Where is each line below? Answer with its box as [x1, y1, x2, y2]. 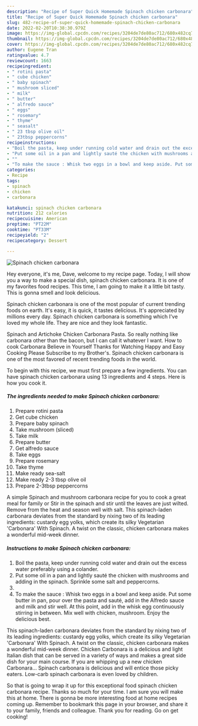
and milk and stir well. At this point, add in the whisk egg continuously [15, 603, 184, 610]
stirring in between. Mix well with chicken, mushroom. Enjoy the [15, 609, 170, 617]
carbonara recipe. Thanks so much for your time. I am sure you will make [6, 688, 184, 695]
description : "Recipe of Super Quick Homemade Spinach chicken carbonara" [6, 8, 194, 15]
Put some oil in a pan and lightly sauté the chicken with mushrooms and [15, 572, 189, 579]
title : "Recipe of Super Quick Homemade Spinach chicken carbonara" [6, 14, 178, 20]
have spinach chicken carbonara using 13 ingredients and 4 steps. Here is [6, 373, 186, 380]
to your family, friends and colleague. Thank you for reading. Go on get [6, 707, 179, 714]
